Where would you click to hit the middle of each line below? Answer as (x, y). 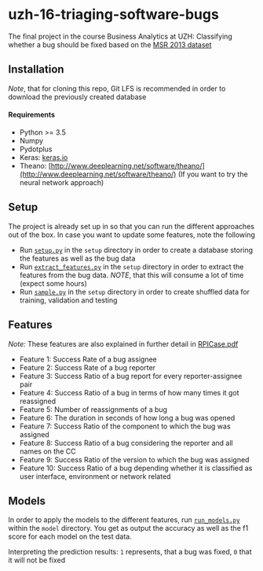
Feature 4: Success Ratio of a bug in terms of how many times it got (129, 392)
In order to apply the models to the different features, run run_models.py (124, 520)
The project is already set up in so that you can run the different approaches (131, 226)
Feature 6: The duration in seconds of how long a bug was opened (127, 417)
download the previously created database (77, 97)
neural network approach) (62, 182)
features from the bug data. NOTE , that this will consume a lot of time (131, 275)
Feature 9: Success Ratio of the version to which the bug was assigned (134, 459)
